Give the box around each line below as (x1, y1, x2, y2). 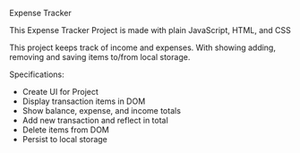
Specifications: (9, 69, 64, 80)
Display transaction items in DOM (21, 96, 146, 106)
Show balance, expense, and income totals (21, 106, 182, 115)
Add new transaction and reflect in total (21, 115, 168, 125)
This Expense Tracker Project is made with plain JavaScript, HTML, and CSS (9, 25, 291, 35)
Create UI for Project (21, 87, 99, 97)
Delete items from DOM (21, 124, 110, 135)
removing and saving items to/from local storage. (9, 52, 191, 62)
